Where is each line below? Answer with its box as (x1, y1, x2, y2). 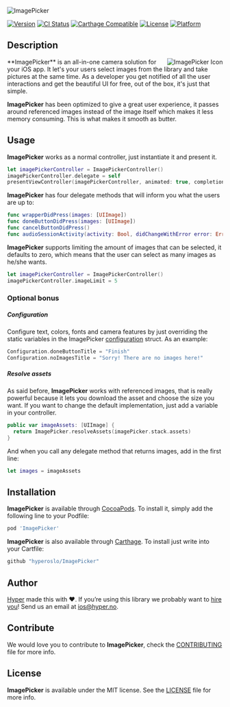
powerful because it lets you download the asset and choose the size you (7, 394, 215, 402)
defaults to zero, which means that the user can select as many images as (7, 250, 216, 258)
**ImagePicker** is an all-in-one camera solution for (7, 58, 157, 66)
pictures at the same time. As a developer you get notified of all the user (7, 72, 211, 80)
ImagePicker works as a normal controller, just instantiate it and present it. (7, 153, 218, 161)
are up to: (7, 199, 34, 207)
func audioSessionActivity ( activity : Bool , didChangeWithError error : (7, 230, 213, 238)
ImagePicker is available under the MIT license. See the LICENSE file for (7, 686, 212, 694)
